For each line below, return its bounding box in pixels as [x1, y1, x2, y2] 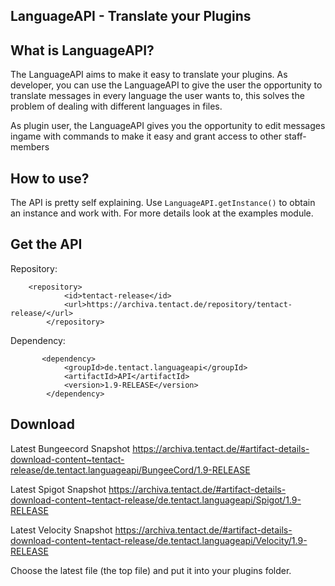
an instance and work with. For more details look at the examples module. [10, 207, 314, 219]
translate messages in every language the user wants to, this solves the [10, 90, 305, 102]
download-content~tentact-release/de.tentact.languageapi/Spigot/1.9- [10, 494, 302, 506]
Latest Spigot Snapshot [10, 483, 107, 495]
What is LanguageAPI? [10, 42, 155, 59]
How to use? [10, 170, 90, 187]
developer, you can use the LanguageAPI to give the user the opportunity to [10, 79, 323, 91]
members [10, 141, 50, 153]
